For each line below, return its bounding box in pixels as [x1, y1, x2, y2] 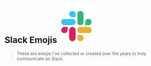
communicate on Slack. [16, 55, 64, 62]
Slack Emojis [4, 34, 57, 46]
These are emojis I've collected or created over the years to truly [16, 50, 147, 56]
